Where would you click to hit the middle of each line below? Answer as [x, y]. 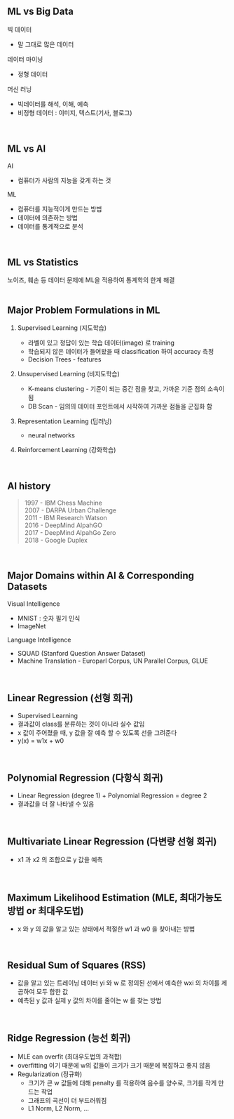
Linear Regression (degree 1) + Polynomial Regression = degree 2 [112, 795]
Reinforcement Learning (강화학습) [67, 450]
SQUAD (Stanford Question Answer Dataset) [81, 653]
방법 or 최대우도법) [46, 911]
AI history [29, 486]
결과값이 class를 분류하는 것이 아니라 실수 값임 [81, 724]
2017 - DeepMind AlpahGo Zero [70, 533]
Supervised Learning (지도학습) [62, 328]
